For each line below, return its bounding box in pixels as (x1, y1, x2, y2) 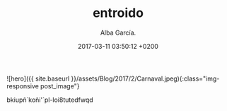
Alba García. (100, 28, 136, 37)
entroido (92, 5, 144, 21)
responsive (6, 81, 40, 90)
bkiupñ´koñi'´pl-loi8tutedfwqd (6, 95, 93, 104)
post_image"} (40, 81, 80, 90)
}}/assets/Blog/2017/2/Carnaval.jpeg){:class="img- (71, 74, 220, 83)
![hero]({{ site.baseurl (6, 74, 70, 83)
